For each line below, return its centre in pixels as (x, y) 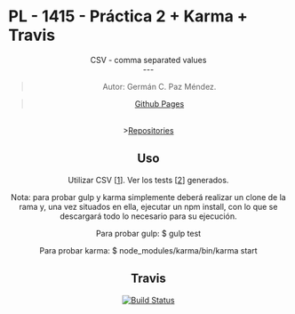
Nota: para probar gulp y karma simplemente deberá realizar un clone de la (148, 197)
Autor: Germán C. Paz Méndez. (159, 86)
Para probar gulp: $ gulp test (148, 233)
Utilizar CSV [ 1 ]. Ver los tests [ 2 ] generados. (148, 180)
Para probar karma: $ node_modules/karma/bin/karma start (148, 250)
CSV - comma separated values (148, 60)
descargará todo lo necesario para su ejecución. (148, 216)
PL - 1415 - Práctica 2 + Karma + (128, 16)
